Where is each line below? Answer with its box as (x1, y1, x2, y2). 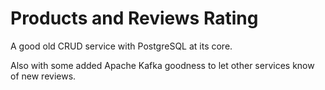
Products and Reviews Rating (10, 7, 259, 30)
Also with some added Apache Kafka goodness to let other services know (10, 59, 315, 71)
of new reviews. (10, 70, 77, 82)
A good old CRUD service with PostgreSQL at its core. (10, 40, 233, 52)
